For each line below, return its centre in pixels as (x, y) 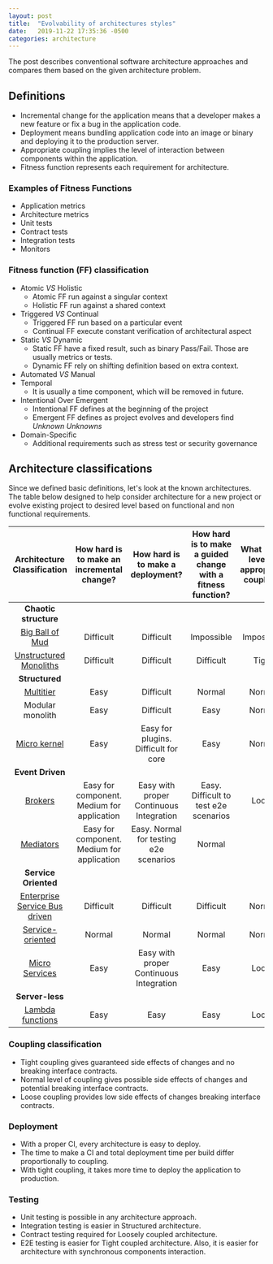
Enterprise (40, 896)
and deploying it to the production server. (89, 141)
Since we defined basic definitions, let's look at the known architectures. (130, 488)
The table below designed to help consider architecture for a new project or (135, 497)
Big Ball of (39, 632)
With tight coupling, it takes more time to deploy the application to (130, 1170)
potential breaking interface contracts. (84, 1088)
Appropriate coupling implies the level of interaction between (122, 150)
